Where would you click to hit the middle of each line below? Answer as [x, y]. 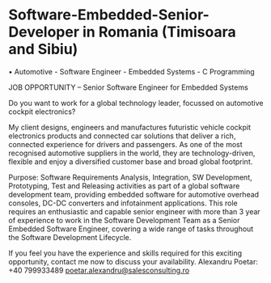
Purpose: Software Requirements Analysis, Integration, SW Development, [130, 177]
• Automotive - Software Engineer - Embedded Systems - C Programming [131, 71]
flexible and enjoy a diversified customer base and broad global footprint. [131, 161]
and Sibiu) [43, 49]
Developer [44, 32]
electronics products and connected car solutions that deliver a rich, [122, 136]
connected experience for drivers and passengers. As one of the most [125, 144]
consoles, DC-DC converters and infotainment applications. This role [123, 203]
